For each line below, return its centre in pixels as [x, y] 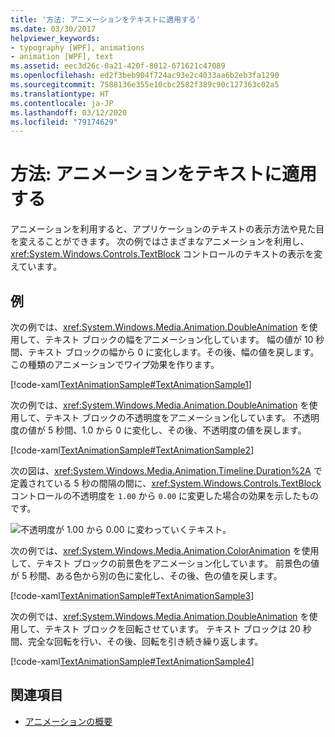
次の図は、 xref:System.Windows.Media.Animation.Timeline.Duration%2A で [166, 470]
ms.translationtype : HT [60, 94]
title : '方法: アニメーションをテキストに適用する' [105, 19]
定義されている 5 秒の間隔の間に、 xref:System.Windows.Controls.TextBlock [166, 483]
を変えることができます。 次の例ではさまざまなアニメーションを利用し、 [160, 242]
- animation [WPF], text [62, 57]
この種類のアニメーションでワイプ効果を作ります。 [115, 364]
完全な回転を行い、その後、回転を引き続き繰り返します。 [145, 641]
